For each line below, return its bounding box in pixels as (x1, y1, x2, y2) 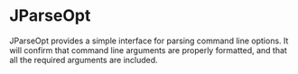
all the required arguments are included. (9, 54, 158, 65)
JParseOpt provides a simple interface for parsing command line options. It (9, 35, 289, 46)
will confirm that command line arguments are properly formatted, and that (9, 44, 287, 55)
